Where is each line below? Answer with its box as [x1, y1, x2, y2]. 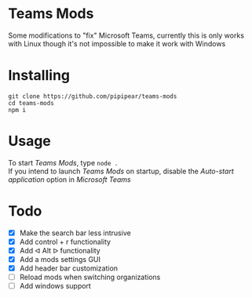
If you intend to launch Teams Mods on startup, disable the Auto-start [8, 166, 234, 176]
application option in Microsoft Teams [8, 174, 131, 184]
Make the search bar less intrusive [19, 228, 131, 238]
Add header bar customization [19, 263, 119, 273]
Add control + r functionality [19, 237, 111, 246]
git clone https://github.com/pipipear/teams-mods [8, 92, 177, 100]
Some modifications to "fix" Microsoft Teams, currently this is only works [8, 31, 245, 40]
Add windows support [19, 282, 92, 291]
